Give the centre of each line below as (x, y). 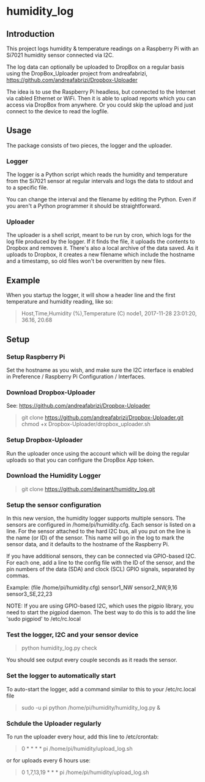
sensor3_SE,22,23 (29, 594)
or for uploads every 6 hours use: (48, 760)
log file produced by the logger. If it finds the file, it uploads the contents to (101, 242)
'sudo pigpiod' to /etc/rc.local (44, 619)
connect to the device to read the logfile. (58, 111)
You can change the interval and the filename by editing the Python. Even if (101, 200)
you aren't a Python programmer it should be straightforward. (84, 206)
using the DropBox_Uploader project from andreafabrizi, (77, 73)
